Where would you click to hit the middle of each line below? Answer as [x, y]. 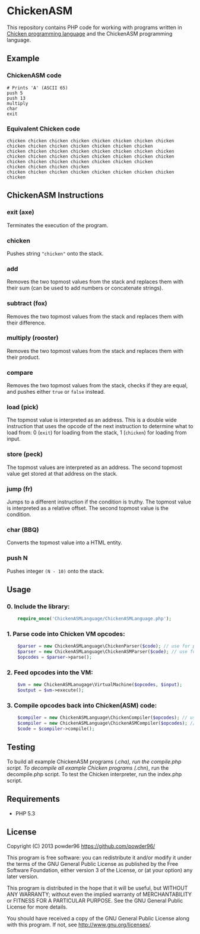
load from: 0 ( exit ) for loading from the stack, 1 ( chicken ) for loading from [97, 433]
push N [18, 558]
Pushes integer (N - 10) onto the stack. [55, 571]
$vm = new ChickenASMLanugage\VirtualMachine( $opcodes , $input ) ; [100, 685]
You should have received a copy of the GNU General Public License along [98, 919]
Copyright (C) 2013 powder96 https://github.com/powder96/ [81, 846]
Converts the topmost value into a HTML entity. [64, 543]
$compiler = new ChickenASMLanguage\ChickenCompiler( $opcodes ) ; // [102, 718]
